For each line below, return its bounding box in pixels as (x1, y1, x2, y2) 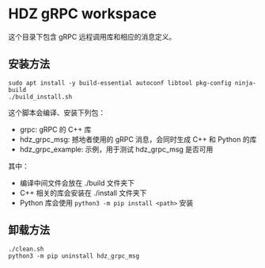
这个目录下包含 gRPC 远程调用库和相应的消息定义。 (8, 32, 176, 41)
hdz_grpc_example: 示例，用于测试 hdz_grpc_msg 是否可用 (19, 144, 214, 154)
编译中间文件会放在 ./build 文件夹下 (19, 178, 134, 187)
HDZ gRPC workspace (8, 5, 157, 23)
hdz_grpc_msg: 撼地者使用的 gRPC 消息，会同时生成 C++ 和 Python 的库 (19, 134, 257, 144)
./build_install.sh (8, 93, 73, 101)
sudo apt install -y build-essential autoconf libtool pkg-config (8, 78, 232, 87)
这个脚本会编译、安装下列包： (8, 108, 105, 117)
